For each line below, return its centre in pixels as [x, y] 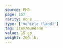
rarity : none [19, 19]
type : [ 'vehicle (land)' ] [32, 24]
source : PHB [17, 10]
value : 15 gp [19, 33]
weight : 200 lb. [22, 38]
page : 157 [15, 14]
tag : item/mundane [24, 28]
